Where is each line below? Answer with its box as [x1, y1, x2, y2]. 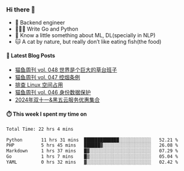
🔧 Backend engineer [14, 19, 65, 26]
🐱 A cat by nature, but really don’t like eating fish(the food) [14, 38, 162, 46]
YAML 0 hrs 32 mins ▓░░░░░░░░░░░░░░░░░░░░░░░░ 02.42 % [6, 159, 179, 166]
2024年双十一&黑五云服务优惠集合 [14, 96, 100, 103]
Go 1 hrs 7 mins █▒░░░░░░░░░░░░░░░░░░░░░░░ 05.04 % [6, 154, 179, 160]
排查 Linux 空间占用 [14, 81, 64, 88]
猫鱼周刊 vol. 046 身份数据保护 [14, 88, 91, 95]
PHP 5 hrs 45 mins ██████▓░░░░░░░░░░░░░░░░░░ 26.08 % [6, 142, 179, 149]
